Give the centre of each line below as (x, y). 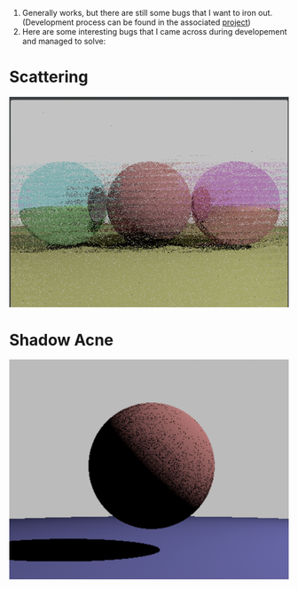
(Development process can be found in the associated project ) (136, 22)
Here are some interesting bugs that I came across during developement (154, 32)
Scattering (49, 77)
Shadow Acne (61, 340)
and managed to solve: (64, 41)
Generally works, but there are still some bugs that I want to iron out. (147, 13)
